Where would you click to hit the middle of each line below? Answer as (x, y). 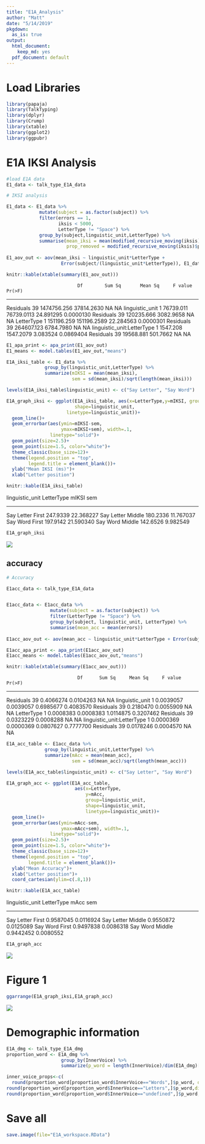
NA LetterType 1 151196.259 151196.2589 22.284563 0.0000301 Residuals (99, 321)
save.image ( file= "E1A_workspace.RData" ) (59, 1135)
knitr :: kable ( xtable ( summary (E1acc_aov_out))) (67, 667)
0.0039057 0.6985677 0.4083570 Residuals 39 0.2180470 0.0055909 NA (99, 707)
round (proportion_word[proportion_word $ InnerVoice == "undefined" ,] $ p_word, (103, 1094)
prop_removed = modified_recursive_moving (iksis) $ (132, 246)
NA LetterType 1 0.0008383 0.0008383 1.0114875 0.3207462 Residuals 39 (100, 714)
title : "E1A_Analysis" (35, 12)
